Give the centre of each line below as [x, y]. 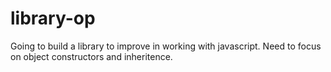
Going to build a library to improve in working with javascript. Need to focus [166, 46]
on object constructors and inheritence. [91, 56]
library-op [53, 18]
